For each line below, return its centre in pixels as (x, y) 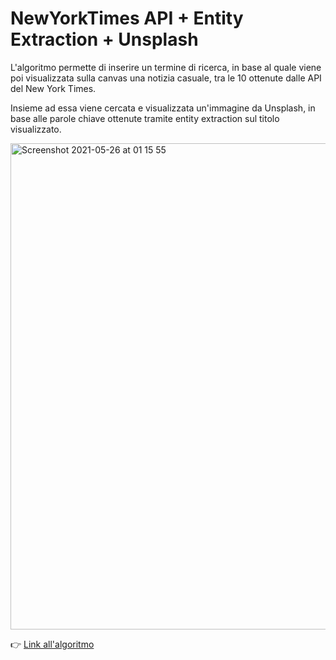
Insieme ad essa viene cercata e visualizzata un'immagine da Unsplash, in (163, 108)
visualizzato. (36, 129)
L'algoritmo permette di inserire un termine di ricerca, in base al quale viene (166, 67)
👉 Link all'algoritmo (52, 644)
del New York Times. (53, 88)
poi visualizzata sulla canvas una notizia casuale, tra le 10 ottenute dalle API (166, 78)
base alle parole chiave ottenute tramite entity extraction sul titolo (145, 118)
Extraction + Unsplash (104, 39)
